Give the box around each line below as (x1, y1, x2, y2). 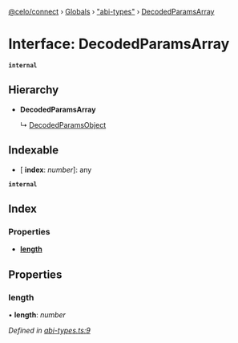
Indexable (8, 144, 59, 157)
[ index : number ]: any (19, 165, 92, 174)
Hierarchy (8, 84, 59, 97)
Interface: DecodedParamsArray (8, 35, 230, 53)
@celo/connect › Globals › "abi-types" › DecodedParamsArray (8, 7, 215, 16)
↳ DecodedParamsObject (19, 120, 107, 129)
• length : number (8, 309, 67, 320)
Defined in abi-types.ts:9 (8, 325, 91, 335)
